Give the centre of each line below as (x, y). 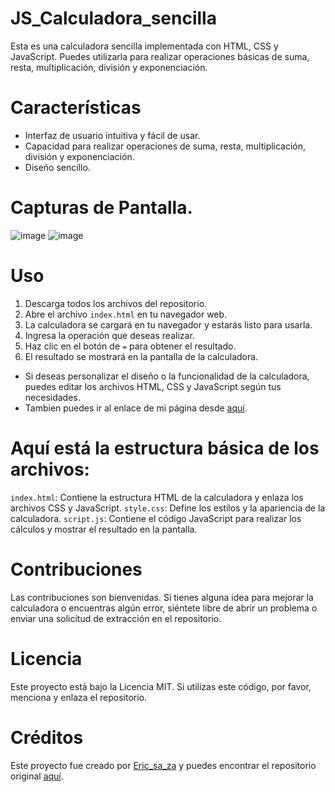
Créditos (47, 737)
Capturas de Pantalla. (101, 208)
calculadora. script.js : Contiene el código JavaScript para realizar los (156, 518)
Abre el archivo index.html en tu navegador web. (126, 314)
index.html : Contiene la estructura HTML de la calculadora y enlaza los (157, 497)
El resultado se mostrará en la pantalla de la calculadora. (141, 356)
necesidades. (52, 397)
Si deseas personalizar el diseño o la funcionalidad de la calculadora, (167, 376)
